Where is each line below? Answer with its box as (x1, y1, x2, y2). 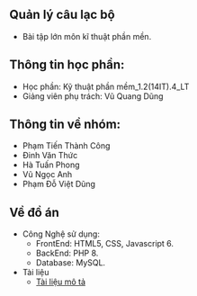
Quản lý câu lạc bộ (9, 7, 115, 22)
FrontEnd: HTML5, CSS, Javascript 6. (35, 238, 174, 249)
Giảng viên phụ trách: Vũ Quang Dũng (22, 90, 164, 102)
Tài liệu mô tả (35, 276, 86, 287)
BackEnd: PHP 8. (35, 247, 99, 259)
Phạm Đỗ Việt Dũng (22, 179, 96, 190)
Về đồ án (9, 204, 60, 220)
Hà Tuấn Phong (22, 159, 80, 170)
